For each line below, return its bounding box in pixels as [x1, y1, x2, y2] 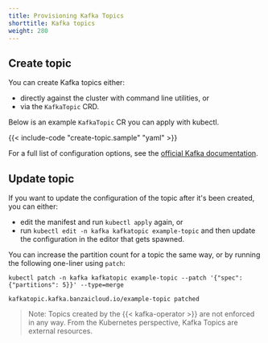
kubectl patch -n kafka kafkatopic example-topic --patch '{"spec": [8, 274, 243, 282]
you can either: [8, 202, 59, 211]
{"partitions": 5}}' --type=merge [8, 281, 125, 289]
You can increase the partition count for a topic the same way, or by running [8, 250, 261, 259]
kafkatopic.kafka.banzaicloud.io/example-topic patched [8, 295, 200, 303]
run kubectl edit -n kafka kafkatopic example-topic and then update [19, 226, 256, 235]
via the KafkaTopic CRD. [19, 102, 100, 112]
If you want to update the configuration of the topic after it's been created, [8, 194, 255, 202]
